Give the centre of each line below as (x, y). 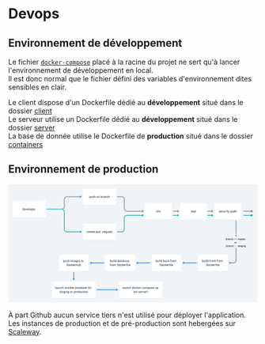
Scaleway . (25, 331)
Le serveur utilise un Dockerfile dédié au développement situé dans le (123, 119)
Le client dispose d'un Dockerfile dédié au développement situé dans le (126, 102)
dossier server (32, 128)
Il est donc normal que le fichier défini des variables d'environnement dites (130, 79)
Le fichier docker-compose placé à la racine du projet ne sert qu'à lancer (124, 62)
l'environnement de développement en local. (81, 70)
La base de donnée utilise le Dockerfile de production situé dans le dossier (131, 136)
